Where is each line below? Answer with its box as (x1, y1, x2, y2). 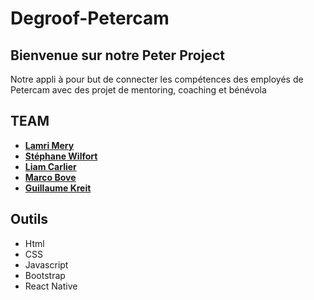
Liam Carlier (24, 160, 77, 172)
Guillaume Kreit (24, 182, 92, 194)
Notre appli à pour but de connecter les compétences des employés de (10, 73, 304, 85)
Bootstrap (24, 269, 66, 281)
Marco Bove (24, 171, 77, 183)
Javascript (24, 258, 69, 271)
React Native (24, 280, 78, 292)
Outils (10, 211, 49, 228)
